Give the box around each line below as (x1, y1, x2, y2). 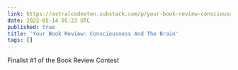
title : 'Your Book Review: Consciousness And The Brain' (7, 30, 179, 37)
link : (7, 10, 23, 18)
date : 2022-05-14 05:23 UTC (7, 17, 91, 24)
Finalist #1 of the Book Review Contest (7, 56, 119, 64)
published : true (7, 23, 55, 30)
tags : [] (7, 37, 33, 44)
